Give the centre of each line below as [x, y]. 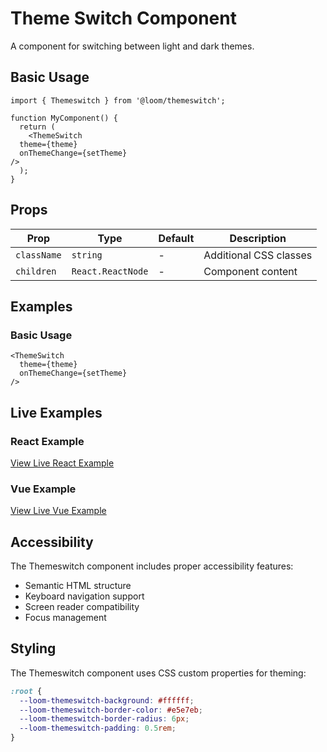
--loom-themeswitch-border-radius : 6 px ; [104, 719]
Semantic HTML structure [78, 586]
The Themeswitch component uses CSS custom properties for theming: [158, 673]
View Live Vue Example [58, 511]
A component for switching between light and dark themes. [132, 46]
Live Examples [56, 412]
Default [176, 238]
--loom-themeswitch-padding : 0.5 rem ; [98, 728]
